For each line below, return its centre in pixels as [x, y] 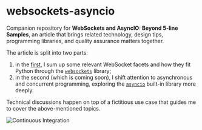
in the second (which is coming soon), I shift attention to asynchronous [104, 77]
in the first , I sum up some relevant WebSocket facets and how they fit [103, 64]
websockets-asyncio [61, 11]
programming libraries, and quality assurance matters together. [85, 41]
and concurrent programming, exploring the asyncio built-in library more [105, 84]
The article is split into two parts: [47, 52]
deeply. [25, 90]
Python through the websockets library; [63, 70]
